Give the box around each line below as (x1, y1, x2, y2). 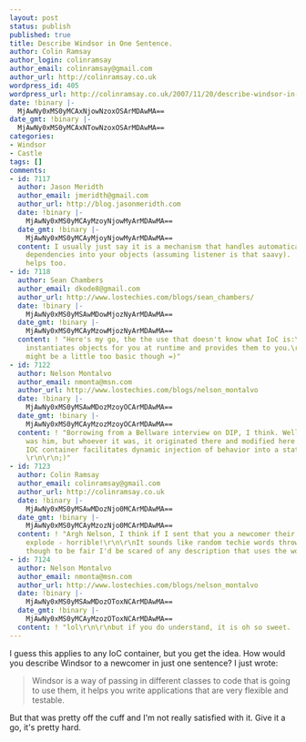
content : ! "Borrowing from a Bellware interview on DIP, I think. (17, 428, 280, 437)
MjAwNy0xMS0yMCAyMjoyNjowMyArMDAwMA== (25, 233, 173, 242)
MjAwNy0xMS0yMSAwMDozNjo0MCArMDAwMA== (25, 504, 173, 513)
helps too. (25, 259, 67, 269)
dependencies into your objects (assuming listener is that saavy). (25, 250, 291, 259)
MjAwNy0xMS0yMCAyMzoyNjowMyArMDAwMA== (25, 216, 173, 226)
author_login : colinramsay (9, 56, 112, 65)
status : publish (9, 22, 71, 31)
